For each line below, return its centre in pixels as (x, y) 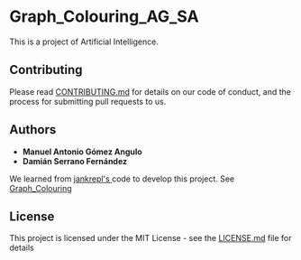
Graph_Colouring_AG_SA (105, 17)
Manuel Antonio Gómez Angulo (82, 152)
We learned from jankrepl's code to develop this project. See (122, 179)
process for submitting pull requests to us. (88, 101)
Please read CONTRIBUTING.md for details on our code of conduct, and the (150, 91)
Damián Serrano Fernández (75, 161)
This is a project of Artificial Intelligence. (84, 42)
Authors (33, 130)
